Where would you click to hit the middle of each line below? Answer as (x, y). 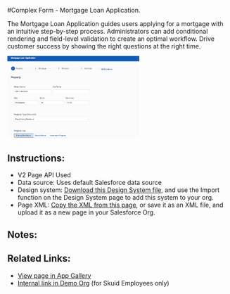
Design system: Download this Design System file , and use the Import (119, 190)
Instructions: (36, 158)
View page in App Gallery (54, 275)
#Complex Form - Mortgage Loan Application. (74, 10)
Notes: (22, 235)
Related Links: (39, 258)
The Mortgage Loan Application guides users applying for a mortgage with (115, 24)
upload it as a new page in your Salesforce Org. (87, 212)
